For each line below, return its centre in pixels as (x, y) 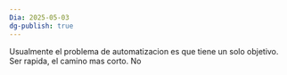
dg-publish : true (41, 26)
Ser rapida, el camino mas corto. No (75, 61)
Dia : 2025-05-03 (39, 17)
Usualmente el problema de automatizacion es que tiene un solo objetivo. (144, 51)
